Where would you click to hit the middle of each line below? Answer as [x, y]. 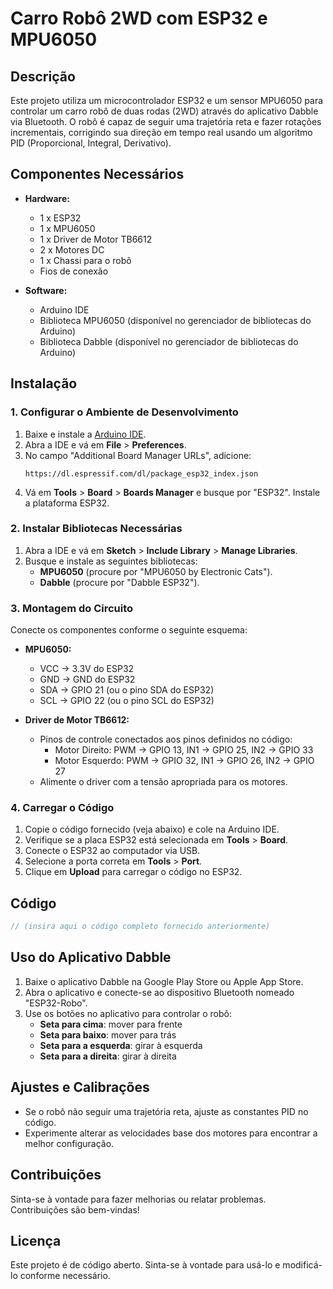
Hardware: [47, 198]
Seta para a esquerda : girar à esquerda [121, 1045]
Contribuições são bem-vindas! [75, 1209]
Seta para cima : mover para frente [111, 1024]
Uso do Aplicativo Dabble [91, 957]
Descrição [43, 76]
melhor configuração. [69, 1143]
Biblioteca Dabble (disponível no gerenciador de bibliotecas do [169, 341]
